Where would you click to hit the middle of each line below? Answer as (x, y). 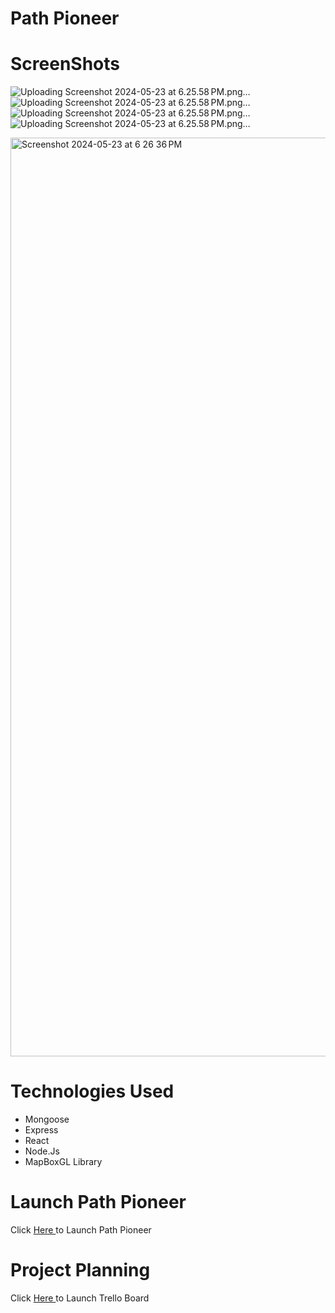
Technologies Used (92, 1091)
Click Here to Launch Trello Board (80, 1298)
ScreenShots (65, 64)
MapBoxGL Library (63, 1162)
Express (41, 1130)
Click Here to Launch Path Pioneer (81, 1230)
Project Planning (80, 1270)
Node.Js (42, 1151)
